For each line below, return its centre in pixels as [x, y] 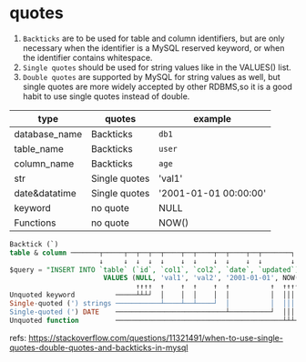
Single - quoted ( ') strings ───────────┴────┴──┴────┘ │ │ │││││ [156, 304]
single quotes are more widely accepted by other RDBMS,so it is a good [158, 86]
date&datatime [46, 193]
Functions [35, 223]
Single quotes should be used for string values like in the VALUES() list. [157, 67]
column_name [44, 164]
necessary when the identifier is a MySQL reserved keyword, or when [153, 47]
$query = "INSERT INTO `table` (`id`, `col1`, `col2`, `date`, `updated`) [154, 270]
